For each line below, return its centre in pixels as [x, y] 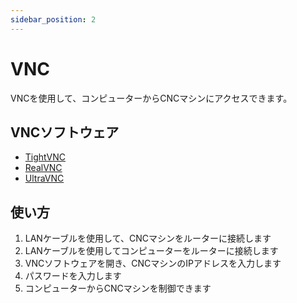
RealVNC [43, 168]
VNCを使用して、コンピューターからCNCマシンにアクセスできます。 [151, 98]
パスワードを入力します [73, 276]
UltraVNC [44, 178]
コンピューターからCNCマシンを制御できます [118, 288]
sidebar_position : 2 [53, 19]
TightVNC [45, 157]
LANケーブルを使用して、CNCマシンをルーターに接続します [148, 238]
